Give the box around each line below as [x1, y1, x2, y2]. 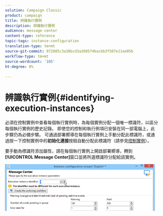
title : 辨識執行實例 [5, 18, 42, 23]
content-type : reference [5, 33, 55, 38]
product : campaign [5, 13, 42, 18]
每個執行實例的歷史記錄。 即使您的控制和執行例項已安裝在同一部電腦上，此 [5, 126, 155, 132]
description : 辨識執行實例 [5, 23, 55, 28]
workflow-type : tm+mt [5, 54, 49, 59]
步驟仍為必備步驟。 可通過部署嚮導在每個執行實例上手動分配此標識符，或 [5, 132, 151, 138]
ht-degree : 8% [5, 64, 34, 69]
